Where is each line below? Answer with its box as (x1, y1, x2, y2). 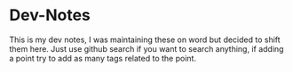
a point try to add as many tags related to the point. (9, 53, 197, 63)
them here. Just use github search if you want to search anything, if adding (9, 43, 284, 54)
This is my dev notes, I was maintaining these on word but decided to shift (9, 34, 281, 45)
